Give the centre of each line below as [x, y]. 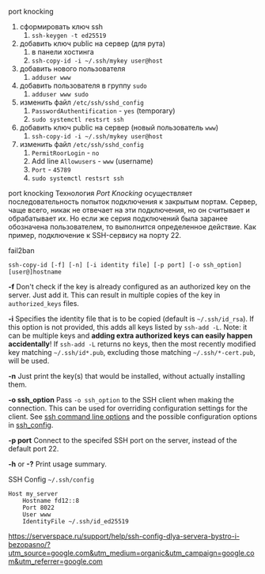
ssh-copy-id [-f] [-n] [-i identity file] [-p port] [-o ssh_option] [125, 265]
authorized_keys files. [44, 303]
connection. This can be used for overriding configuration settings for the [128, 408]
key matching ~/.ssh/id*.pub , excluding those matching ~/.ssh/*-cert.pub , [132, 352]
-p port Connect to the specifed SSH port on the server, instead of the [123, 440]
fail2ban [21, 251]
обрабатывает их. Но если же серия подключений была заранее [118, 218]
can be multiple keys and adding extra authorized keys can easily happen [131, 336]
